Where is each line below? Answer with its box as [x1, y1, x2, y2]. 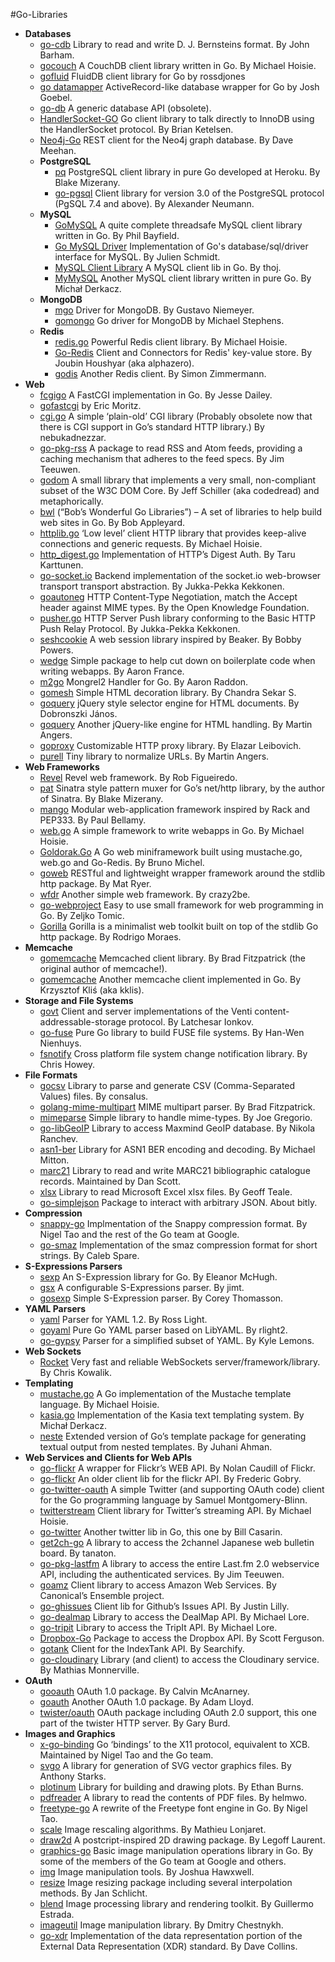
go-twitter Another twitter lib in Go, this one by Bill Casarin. [39, 1526, 283, 1538]
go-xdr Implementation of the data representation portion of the [39, 1930, 303, 1941]
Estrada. [39, 1909, 75, 1920]
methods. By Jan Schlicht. [39, 1887, 148, 1899]
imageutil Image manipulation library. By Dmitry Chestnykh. [39, 1919, 284, 1931]
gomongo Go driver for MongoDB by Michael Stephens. [54, 315, 285, 326]
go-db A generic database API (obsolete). [39, 102, 212, 114]
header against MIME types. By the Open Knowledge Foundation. [39, 602, 310, 613]
